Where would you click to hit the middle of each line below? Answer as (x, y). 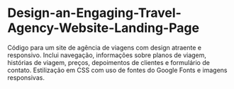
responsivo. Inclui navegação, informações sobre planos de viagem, (107, 55)
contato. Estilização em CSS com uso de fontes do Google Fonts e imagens (117, 70)
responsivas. (26, 77)
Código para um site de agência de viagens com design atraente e (105, 47)
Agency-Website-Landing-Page (104, 28)
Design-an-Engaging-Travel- (95, 13)
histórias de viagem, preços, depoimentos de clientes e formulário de (109, 62)
